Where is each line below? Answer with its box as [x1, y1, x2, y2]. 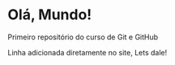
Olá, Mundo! [7, 6, 92, 24]
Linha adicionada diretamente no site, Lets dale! [7, 47, 168, 57]
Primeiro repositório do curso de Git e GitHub [7, 32, 159, 42]
